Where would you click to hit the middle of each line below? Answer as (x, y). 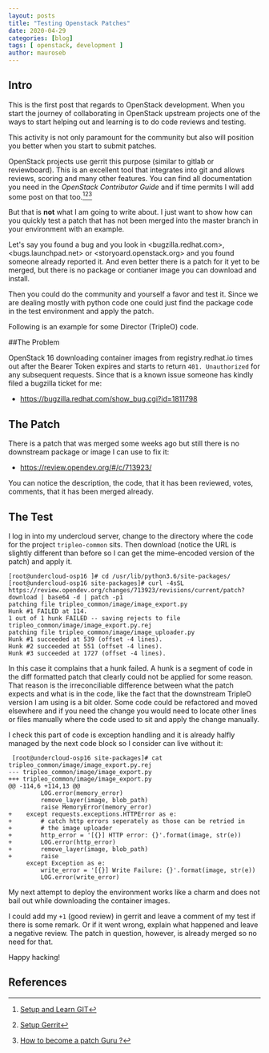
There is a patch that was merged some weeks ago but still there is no (124, 444)
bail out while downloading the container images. (89, 901)
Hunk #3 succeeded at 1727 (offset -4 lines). (87, 654)
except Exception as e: (66, 863)
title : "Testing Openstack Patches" (69, 23)
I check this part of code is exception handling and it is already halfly (122, 735)
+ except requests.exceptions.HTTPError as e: (93, 814)
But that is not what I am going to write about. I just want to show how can (131, 212)
